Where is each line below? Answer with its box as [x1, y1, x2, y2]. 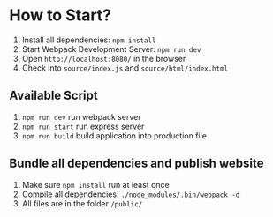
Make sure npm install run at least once [21, 179, 170, 190]
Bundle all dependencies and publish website [9, 156, 264, 171]
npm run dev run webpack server [21, 111, 141, 122]
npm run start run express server [21, 121, 145, 131]
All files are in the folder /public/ [21, 198, 143, 208]
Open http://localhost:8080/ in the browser [21, 53, 186, 64]
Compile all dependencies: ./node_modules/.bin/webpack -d [21, 189, 240, 199]
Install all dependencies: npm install [21, 34, 156, 45]
